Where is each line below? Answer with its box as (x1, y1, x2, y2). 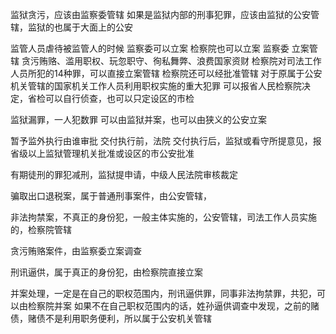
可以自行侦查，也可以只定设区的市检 (44, 93, 195, 104)
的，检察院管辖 (10, 224, 72, 235)
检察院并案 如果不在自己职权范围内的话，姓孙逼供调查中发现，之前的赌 (27, 300, 320, 312)
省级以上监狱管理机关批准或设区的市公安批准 (10, 148, 195, 159)
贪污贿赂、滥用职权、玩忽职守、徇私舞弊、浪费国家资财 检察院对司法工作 (21, 55, 322, 67)
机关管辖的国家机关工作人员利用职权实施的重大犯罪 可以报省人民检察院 (10, 80, 302, 92)
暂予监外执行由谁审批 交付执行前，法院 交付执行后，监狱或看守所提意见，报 (10, 135, 322, 147)
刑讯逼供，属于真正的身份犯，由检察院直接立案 (10, 266, 203, 278)
